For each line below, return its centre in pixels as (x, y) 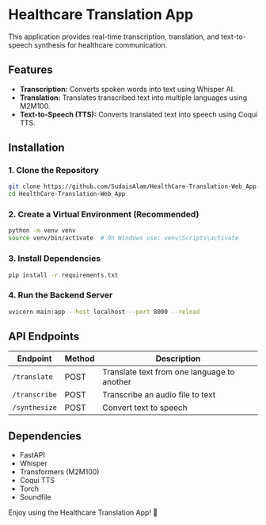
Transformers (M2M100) (59, 472)
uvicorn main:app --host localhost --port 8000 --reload (104, 312)
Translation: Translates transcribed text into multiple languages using (133, 98)
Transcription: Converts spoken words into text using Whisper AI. (127, 89)
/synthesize (35, 408)
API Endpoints (44, 336)
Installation (36, 148)
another (117, 382)
